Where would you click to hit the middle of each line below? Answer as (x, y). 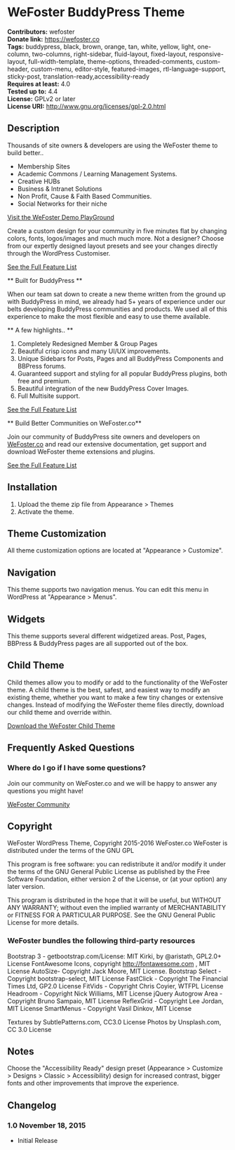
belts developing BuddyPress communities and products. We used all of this (117, 309)
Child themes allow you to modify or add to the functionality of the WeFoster (117, 682)
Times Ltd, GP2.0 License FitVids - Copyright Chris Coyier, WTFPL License (115, 986)
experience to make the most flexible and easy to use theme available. (109, 316)
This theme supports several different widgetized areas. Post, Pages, (107, 636)
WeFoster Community (39, 804)
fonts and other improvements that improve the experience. (93, 1083)
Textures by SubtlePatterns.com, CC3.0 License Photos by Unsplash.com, (114, 1022)
